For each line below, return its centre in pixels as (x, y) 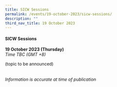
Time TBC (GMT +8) (26, 54)
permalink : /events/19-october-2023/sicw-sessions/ (58, 14)
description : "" (21, 18)
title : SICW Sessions (27, 9)
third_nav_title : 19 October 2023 (40, 23)
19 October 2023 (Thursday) (35, 50)
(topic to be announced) (29, 64)
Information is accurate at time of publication (51, 79)
